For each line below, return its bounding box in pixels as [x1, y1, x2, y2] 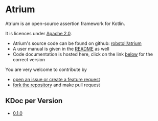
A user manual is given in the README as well [12, 45, 110, 52]
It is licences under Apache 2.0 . [5, 30, 72, 36]
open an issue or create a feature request [12, 76, 101, 82]
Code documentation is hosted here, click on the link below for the [12, 51, 153, 57]
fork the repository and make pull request [12, 82, 101, 88]
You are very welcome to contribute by [5, 66, 87, 72]
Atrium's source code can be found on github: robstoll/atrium [12, 40, 142, 46]
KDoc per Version [5, 96, 63, 105]
